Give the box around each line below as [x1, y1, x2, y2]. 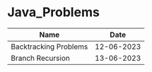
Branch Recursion [11, 53, 71, 63]
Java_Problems [7, 4, 100, 20]
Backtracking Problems [11, 42, 88, 52]
